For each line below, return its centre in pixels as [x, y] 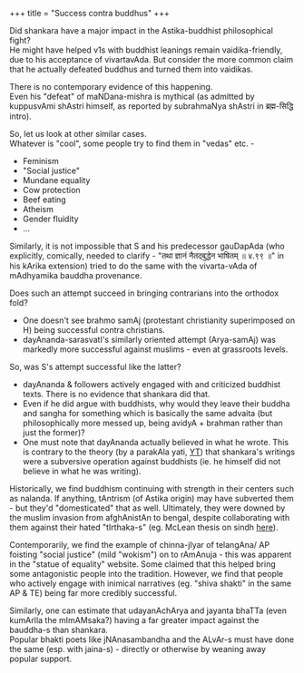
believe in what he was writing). [82, 471]
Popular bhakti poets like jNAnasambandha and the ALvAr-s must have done [152, 639]
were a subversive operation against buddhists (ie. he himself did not [152, 461]
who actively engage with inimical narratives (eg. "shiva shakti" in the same [151, 583]
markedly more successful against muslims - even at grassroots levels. [155, 349]
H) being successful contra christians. [93, 330]
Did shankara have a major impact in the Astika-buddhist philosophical [142, 30]
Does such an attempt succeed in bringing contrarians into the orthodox [144, 293]
